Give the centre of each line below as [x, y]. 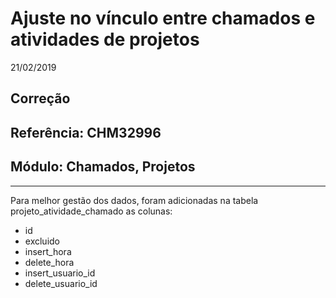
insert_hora [48, 251]
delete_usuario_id [61, 283]
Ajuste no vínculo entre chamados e [163, 18]
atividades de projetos [105, 39]
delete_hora [49, 262]
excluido [42, 241]
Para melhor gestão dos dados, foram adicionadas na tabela [134, 200]
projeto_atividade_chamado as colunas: [91, 211]
